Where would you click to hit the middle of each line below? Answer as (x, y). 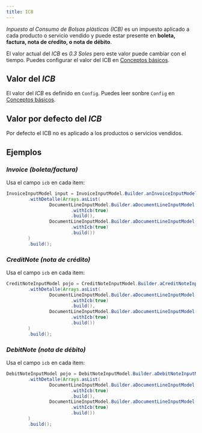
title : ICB (20, 12)
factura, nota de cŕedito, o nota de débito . (59, 42)
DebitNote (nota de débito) (46, 349)
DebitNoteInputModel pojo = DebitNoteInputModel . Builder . (80, 374)
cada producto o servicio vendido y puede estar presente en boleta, (91, 35)
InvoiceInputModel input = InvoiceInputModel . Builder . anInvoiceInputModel (102, 194)
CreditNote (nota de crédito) (48, 259)
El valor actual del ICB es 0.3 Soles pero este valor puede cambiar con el (96, 53)
